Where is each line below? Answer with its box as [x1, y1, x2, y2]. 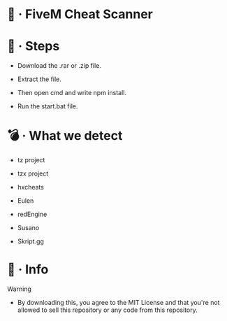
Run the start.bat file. [17, 102, 78, 110]
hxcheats [17, 183, 44, 192]
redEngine [17, 210, 47, 219]
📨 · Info [7, 262, 49, 278]
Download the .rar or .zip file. [17, 62, 101, 70]
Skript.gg [17, 237, 44, 245]
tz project [17, 156, 45, 164]
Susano [17, 224, 40, 232]
